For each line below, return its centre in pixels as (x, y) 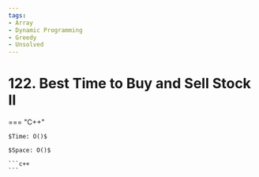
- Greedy (23, 37)
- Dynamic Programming (45, 30)
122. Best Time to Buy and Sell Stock (129, 84)
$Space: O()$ (30, 150)
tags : (17, 15)
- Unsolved (26, 45)
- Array (21, 23)
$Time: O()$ (28, 137)
